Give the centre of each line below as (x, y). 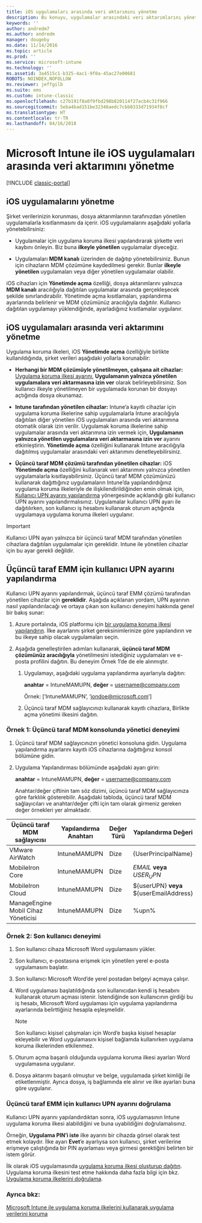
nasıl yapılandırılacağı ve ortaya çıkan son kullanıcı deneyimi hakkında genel (100, 606)
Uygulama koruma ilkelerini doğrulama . (55, 1178)
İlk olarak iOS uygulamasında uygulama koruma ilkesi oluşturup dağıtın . (94, 1166)
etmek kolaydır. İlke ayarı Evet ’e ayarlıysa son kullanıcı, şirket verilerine (94, 1141)
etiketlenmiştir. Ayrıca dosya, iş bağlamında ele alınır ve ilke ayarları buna (105, 1082)
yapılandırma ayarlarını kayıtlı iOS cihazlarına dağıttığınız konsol (93, 749)
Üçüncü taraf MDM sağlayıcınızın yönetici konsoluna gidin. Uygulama (101, 743)
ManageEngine (31, 903)
